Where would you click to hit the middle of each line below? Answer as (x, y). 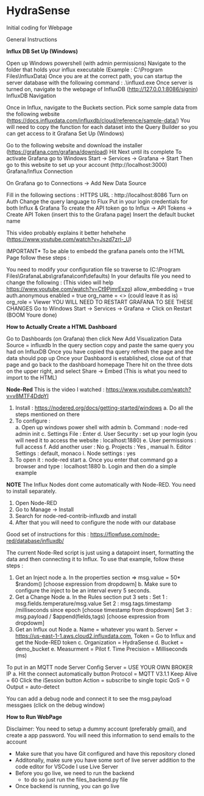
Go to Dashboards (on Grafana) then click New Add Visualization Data (94, 338)
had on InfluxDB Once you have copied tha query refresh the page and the (100, 352)
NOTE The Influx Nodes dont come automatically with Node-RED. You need (101, 484)
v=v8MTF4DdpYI (27, 396)
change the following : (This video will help (60, 282)
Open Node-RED (36, 503)
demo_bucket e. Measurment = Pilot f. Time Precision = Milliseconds (101, 649)
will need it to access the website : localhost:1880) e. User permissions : (106, 440)
